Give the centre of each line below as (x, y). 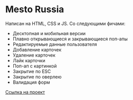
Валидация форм (31, 82)
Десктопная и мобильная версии (49, 33)
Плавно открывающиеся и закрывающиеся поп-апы (70, 39)
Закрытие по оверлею (37, 77)
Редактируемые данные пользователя (55, 44)
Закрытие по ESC (32, 71)
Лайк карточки (29, 60)
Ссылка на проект (25, 92)
